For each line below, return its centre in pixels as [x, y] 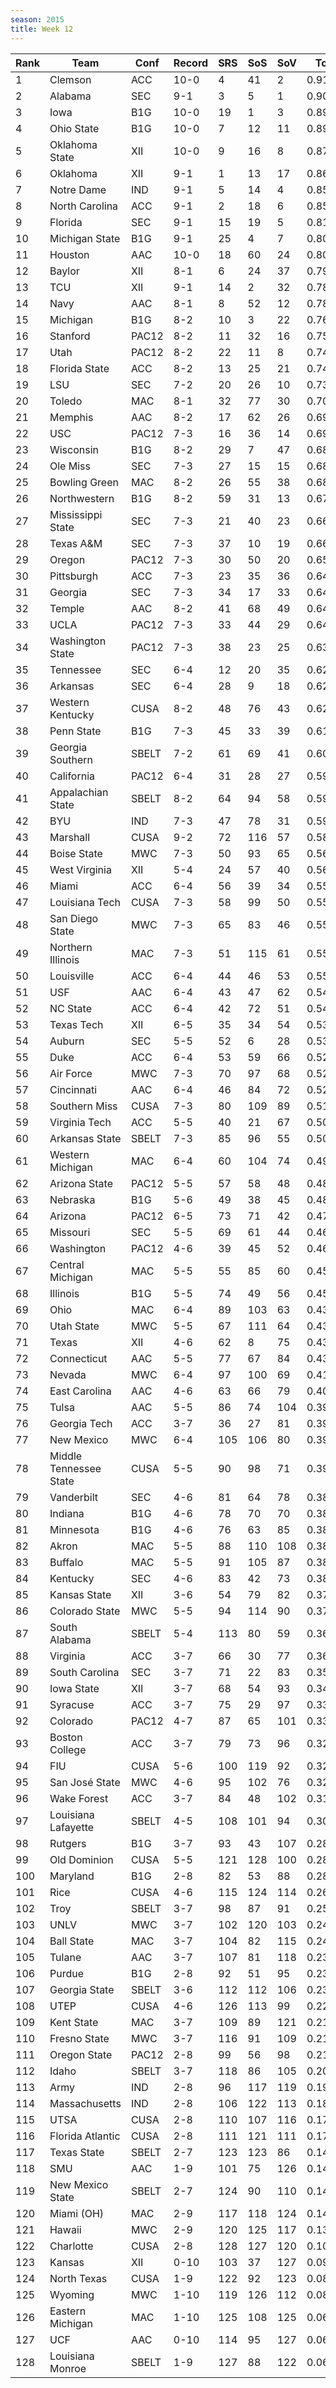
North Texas [78, 2278]
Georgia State [82, 1989]
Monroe [68, 2368]
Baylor [64, 271]
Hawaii [65, 2229]
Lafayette [72, 1827]
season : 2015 [37, 19]
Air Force [71, 1073]
